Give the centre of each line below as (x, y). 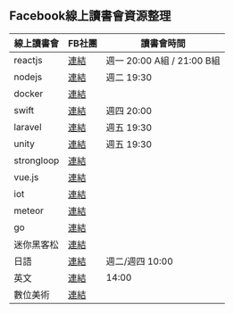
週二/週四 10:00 (140, 261)
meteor (29, 210)
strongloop (37, 161)
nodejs (28, 77)
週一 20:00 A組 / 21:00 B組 (163, 61)
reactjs (28, 60)
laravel (28, 127)
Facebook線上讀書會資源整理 (90, 16)
